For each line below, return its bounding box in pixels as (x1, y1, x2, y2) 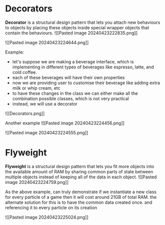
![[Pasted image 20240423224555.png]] (5, 129, 88, 135)
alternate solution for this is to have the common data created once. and (5, 199, 153, 205)
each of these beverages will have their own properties (12, 74, 125, 80)
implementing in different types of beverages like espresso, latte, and (12, 64, 154, 70)
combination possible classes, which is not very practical (12, 95, 129, 102)
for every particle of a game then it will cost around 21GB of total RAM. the (5, 194, 157, 200)
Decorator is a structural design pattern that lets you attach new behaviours (5, 19, 161, 25)
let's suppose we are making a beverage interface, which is (12, 58, 134, 64)
